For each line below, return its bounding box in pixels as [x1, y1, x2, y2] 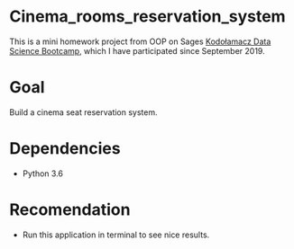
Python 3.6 [22, 168, 63, 179]
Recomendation [9, 200, 131, 219]
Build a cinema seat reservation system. [9, 106, 158, 118]
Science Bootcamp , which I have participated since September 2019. [9, 45, 265, 56]
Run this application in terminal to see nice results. [22, 229, 210, 240]
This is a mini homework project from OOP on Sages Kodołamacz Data [9, 36, 271, 47]
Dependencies [9, 138, 121, 159]
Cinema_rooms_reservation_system [9, 6, 286, 27]
